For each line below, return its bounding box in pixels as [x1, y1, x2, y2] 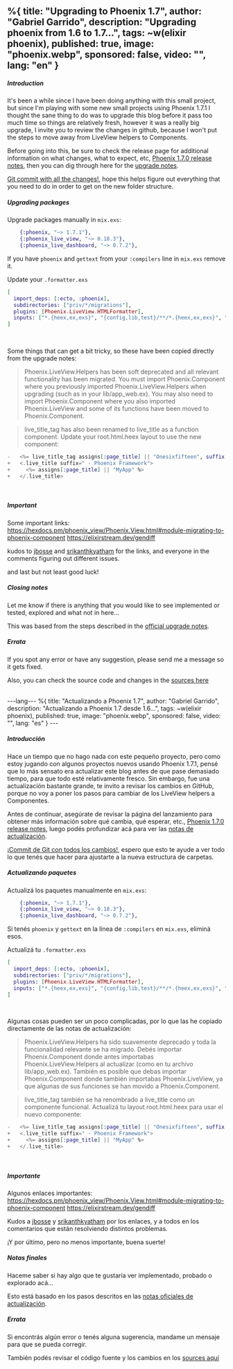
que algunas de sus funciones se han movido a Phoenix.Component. [24, 1082, 221, 1090]
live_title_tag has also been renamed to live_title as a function [24, 426, 199, 434]
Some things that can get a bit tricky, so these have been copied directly [7, 347, 214, 356]
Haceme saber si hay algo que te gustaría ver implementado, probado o [7, 1271, 213, 1280]
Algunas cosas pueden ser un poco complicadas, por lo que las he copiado [7, 1017, 223, 1025]
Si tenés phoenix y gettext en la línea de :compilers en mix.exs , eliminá [7, 925, 211, 933]
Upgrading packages [7, 198, 70, 207]
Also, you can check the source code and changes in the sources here [7, 676, 209, 684]
